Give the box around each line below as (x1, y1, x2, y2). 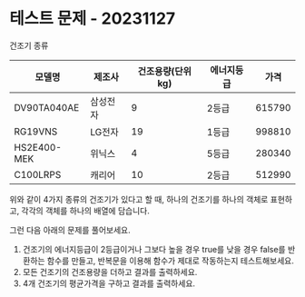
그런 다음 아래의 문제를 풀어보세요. (9, 224, 131, 235)
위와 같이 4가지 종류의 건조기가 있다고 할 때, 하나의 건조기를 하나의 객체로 (9, 193, 269, 204)
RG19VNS (14, 124, 58, 137)
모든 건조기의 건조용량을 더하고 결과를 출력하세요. (22, 266, 198, 277)
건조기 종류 (9, 40, 49, 51)
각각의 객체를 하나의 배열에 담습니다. (21, 205, 150, 216)
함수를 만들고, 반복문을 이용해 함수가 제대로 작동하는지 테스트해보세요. (46, 255, 295, 266)
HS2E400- (14, 141, 62, 153)
